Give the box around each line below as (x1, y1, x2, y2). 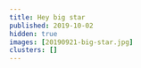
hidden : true (9, 29, 58, 38)
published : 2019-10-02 (9, 21, 94, 30)
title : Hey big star (9, 12, 87, 22)
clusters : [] (9, 46, 58, 55)
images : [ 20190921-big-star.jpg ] (9, 37, 134, 47)
